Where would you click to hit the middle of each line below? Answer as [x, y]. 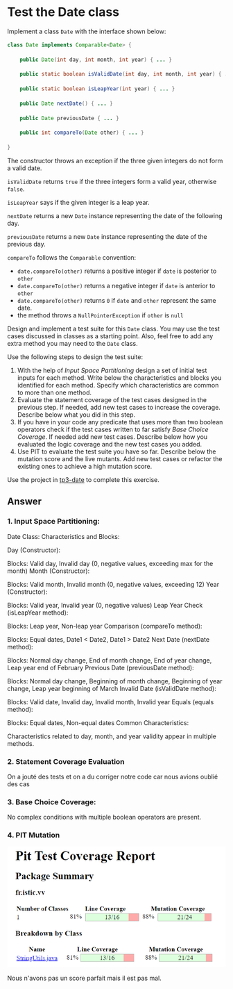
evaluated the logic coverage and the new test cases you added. [110, 444]
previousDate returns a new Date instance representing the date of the [107, 237]
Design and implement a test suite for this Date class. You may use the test [113, 329]
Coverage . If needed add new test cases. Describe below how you [112, 437]
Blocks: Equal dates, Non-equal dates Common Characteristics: [98, 722]
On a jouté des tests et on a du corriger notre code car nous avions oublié [113, 777]
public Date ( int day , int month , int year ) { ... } [96, 60]
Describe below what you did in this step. [76, 415]
